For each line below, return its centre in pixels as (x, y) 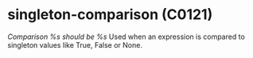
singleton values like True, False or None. (75, 44)
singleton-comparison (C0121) (110, 15)
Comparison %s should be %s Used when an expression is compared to (127, 37)
